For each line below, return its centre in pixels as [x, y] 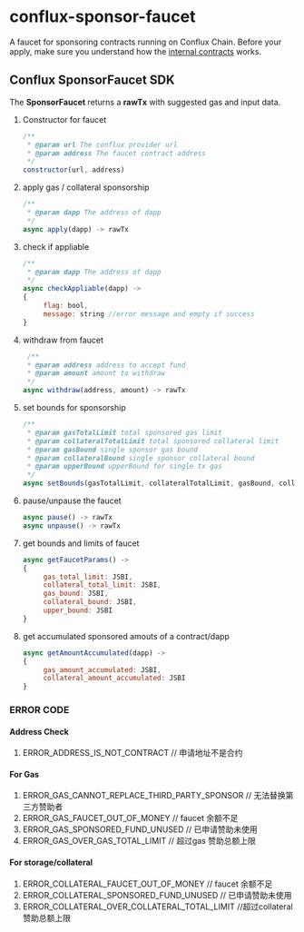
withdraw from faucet [63, 340]
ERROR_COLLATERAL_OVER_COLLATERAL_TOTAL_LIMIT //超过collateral [157, 907]
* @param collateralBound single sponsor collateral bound [141, 458]
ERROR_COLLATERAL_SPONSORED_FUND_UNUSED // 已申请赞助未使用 [157, 895]
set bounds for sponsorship [74, 407]
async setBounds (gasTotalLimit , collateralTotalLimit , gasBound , [148, 483]
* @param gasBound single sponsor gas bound [112, 450]
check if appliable [56, 246]
